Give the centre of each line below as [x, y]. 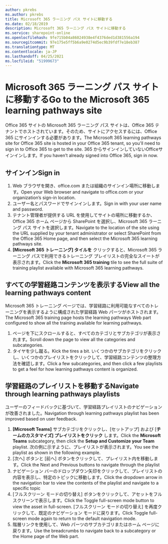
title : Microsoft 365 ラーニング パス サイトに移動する [59, 19]
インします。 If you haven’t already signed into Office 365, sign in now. [86, 155]
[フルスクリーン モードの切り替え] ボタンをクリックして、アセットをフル [87, 494]
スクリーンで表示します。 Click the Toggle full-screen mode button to [83, 500]
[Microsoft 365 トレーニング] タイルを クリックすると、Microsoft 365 [84, 250]
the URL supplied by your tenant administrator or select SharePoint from [87, 233]
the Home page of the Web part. [46, 536]
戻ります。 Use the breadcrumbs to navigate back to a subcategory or [84, 530]
